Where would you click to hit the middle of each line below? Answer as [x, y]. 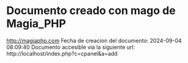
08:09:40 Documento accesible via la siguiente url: [71, 47]
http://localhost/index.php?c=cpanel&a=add [62, 53]
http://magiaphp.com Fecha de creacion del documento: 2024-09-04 [94, 40]
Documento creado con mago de [91, 11]
